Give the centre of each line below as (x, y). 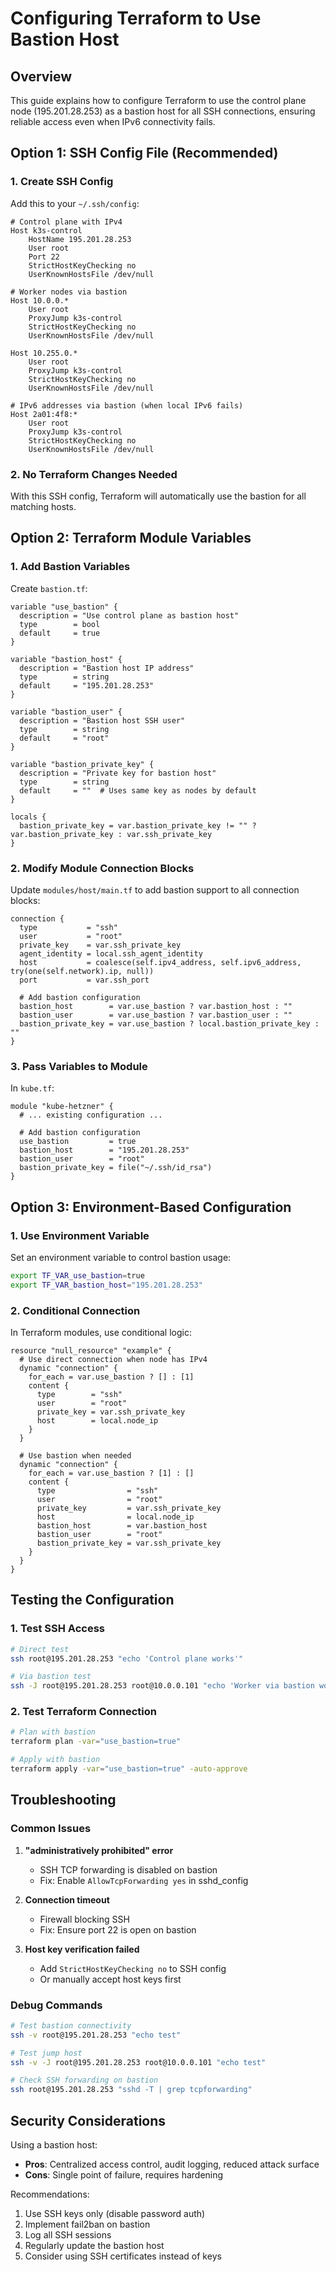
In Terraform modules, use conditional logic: (101, 1332)
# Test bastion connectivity (71, 2025)
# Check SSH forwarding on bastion (84, 2080)
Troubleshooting (63, 1800)
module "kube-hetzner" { (62, 1107)
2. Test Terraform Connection (83, 1712)
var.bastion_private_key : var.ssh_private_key (111, 834)
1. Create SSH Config (62, 182)
